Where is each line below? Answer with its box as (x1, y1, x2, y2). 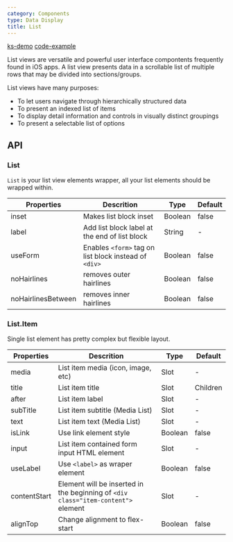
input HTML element (58, 448, 125, 458)
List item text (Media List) (58, 417, 141, 427)
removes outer (83, 270, 130, 280)
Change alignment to (58, 515, 126, 525)
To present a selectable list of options (17, 119, 125, 128)
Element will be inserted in (58, 480, 144, 489)
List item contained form (58, 439, 137, 449)
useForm (10, 251, 40, 260)
